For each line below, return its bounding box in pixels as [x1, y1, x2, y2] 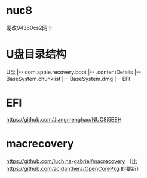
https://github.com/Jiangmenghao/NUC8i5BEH [6, 116, 122, 123]
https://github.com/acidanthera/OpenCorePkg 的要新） [6, 165, 142, 172]
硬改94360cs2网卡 [6, 24, 53, 31]
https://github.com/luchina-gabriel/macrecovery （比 [6, 157, 137, 165]
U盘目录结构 [6, 47, 67, 61]
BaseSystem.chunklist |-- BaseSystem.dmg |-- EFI [6, 75, 130, 82]
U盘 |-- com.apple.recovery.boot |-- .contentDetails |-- [6, 68, 142, 76]
